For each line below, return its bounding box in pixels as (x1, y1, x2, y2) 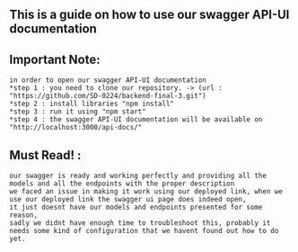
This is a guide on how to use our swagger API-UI (9, 7, 290, 22)
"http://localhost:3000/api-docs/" (9, 123, 143, 132)
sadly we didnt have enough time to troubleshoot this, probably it (9, 219, 271, 228)
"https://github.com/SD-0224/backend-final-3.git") (9, 92, 206, 101)
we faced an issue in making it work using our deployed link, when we (9, 187, 283, 196)
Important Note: (9, 51, 101, 67)
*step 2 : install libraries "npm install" (9, 99, 175, 109)
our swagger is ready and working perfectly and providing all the (9, 171, 267, 181)
